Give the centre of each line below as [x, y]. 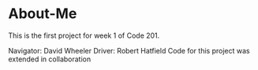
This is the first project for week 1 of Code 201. [84, 35]
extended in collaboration [50, 59]
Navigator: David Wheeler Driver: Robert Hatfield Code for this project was [129, 50]
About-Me [43, 14]
